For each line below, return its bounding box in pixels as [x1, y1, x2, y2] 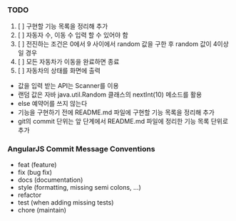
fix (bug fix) [17, 168, 52, 176]
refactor [17, 190, 41, 199]
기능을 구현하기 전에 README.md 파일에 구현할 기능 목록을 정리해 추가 [17, 108, 215, 117]
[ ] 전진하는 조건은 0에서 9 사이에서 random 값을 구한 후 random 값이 [17, 40, 212, 48]
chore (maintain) [17, 205, 66, 214]
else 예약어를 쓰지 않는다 [17, 99, 88, 108]
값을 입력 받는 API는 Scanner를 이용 [17, 82, 119, 90]
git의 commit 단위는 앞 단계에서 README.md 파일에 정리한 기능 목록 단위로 [17, 117, 229, 126]
